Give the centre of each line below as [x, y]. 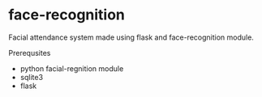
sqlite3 [31, 77]
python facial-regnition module [72, 68]
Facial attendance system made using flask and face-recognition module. [131, 37]
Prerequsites [30, 53]
